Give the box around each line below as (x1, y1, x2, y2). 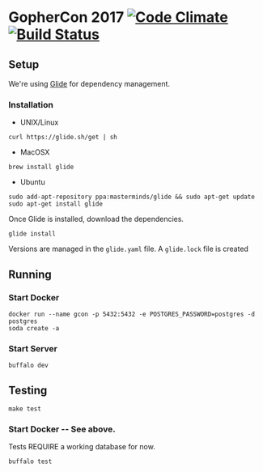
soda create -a (8, 324, 60, 332)
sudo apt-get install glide (8, 200, 104, 208)
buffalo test (8, 457, 53, 466)
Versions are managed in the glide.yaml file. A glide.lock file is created (8, 244, 249, 254)
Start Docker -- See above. (8, 423, 116, 435)
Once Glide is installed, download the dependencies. (8, 215, 185, 224)
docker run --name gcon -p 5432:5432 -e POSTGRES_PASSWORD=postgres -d (8, 310, 255, 318)
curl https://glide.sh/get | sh (8, 134, 117, 142)
